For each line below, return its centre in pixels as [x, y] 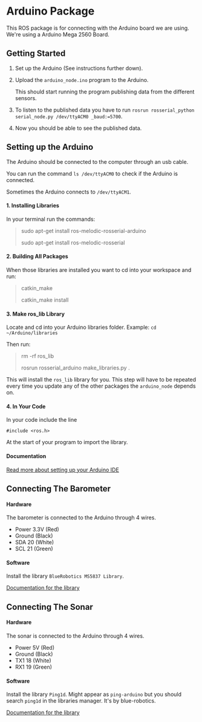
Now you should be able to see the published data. [78, 128]
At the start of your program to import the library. [67, 442]
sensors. [26, 98]
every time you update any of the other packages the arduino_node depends [101, 386]
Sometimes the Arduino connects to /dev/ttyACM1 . [69, 192]
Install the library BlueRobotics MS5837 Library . [65, 576]
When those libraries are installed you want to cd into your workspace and [99, 270]
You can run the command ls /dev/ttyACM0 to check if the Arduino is [92, 174]
